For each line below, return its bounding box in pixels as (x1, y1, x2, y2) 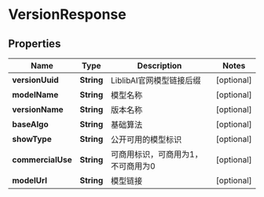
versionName (12, 104, 64, 115)
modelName (12, 89, 59, 100)
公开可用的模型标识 (111, 134, 182, 145)
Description (137, 61, 182, 71)
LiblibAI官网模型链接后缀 (111, 75, 202, 86)
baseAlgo (12, 119, 49, 129)
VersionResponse (8, 6, 127, 24)
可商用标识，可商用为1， (111, 149, 203, 159)
